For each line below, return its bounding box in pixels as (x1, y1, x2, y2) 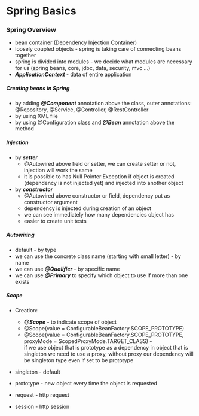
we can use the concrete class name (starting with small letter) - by (14, 253, 181, 260)
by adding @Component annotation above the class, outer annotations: (14, 100, 192, 107)
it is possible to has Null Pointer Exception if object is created (23, 173, 174, 180)
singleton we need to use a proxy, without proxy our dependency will (23, 350, 194, 357)
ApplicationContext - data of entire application (14, 71, 132, 78)
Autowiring (6, 232, 35, 239)
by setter (14, 154, 38, 161)
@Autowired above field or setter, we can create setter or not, (23, 160, 176, 168)
